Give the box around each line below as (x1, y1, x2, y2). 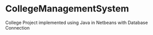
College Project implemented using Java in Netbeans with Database (5, 19, 148, 25)
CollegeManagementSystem (5, 3, 129, 14)
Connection (5, 24, 30, 30)
